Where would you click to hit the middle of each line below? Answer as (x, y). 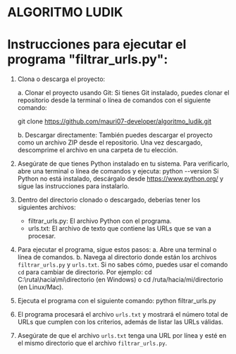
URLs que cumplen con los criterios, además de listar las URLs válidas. (120, 322)
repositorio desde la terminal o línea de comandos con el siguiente (114, 100)
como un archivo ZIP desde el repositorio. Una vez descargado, (110, 142)
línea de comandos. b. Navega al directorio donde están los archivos (117, 257)
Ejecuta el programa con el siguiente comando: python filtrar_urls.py (117, 301)
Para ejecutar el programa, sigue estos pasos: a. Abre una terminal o (117, 250)
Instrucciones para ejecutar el (97, 45)
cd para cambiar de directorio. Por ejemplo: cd (85, 272)
